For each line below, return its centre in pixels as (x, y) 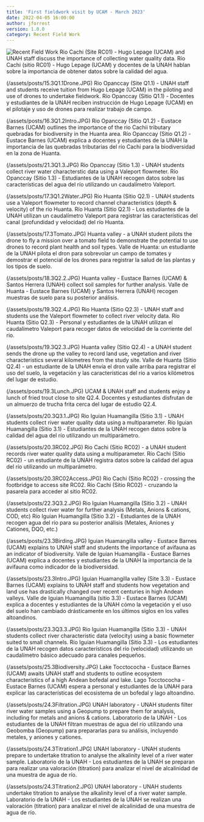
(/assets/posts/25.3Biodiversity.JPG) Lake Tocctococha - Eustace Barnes (98, 667)
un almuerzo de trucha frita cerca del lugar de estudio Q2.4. (82, 404)
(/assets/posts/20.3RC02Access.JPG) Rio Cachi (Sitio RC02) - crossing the (101, 478)
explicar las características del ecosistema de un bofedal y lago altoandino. (101, 693)
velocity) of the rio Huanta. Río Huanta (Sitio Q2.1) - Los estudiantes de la (98, 209)
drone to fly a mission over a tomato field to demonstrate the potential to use (102, 241)
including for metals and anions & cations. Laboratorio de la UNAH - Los (97, 718)
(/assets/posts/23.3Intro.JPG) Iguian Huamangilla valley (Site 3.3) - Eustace (101, 579)
